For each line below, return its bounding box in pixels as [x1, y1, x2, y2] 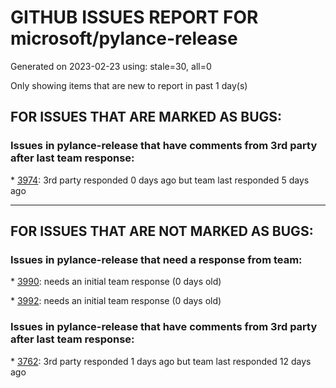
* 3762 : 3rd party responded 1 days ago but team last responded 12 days [10, 355, 312, 367]
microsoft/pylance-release [10, 27, 238, 50]
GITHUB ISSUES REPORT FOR [10, 6, 259, 29]
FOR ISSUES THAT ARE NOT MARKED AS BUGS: [10, 223, 314, 240]
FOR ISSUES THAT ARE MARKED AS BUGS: [10, 109, 283, 126]
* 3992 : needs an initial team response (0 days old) [10, 295, 222, 307]
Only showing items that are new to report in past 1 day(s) [10, 79, 248, 91]
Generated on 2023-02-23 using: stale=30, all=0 [10, 60, 212, 72]
